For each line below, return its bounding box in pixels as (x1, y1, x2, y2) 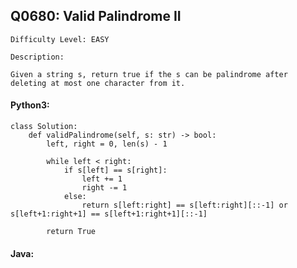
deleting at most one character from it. (10, 78, 186, 88)
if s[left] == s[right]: (63, 165, 168, 176)
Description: (10, 52, 65, 62)
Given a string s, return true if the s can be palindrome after (10, 69, 288, 79)
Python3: (10, 99, 50, 111)
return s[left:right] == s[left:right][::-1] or (81, 200, 288, 211)
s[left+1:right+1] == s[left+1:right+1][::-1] (10, 209, 208, 219)
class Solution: (10, 122, 78, 132)
